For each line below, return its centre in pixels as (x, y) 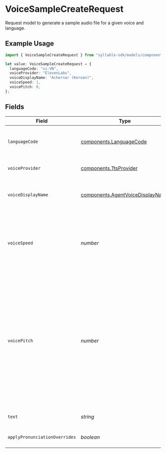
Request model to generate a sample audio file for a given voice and (75, 23)
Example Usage (30, 44)
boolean (90, 437)
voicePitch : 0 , (25, 87)
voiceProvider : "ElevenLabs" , (41, 73)
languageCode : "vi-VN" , (34, 68)
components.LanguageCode (114, 141)
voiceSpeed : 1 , (25, 83)
